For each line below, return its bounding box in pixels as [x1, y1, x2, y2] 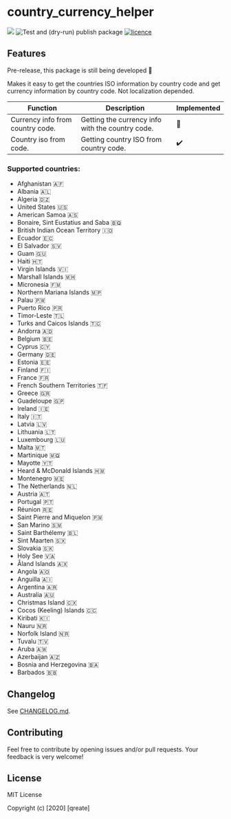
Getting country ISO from [80, 134, 162, 144]
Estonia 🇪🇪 [16, 358, 51, 366]
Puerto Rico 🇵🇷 [16, 304, 63, 312]
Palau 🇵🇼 [16, 296, 46, 304]
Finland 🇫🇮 [16, 366, 51, 374]
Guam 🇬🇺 [16, 250, 47, 258]
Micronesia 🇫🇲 [16, 281, 62, 289]
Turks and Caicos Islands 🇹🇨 [16, 319, 101, 327]
